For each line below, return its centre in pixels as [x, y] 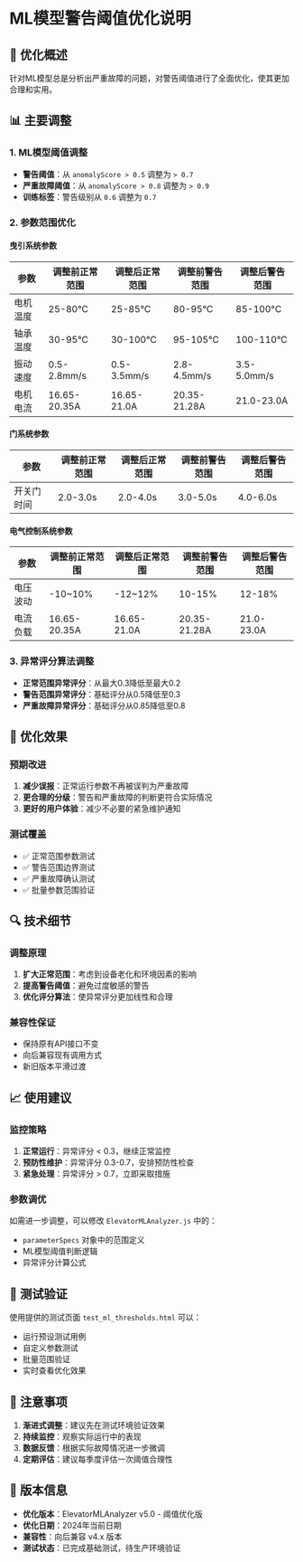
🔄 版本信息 [38, 1490]
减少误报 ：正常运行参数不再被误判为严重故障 [106, 786]
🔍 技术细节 [41, 920]
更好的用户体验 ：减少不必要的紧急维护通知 [101, 809]
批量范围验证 [46, 1359]
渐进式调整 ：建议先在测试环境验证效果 [93, 1425]
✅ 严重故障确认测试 [59, 878]
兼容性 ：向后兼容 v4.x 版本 [72, 1536]
